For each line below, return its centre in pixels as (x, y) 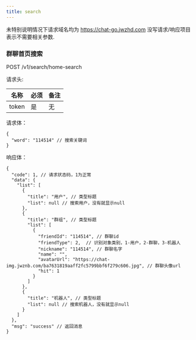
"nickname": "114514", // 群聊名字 (80, 249)
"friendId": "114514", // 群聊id (78, 236)
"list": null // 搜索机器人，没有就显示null (78, 304)
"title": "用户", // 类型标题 (62, 197)
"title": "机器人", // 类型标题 (64, 298)
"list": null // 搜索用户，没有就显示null (76, 203)
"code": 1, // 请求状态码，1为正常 (51, 175)
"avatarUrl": (54, 259)
